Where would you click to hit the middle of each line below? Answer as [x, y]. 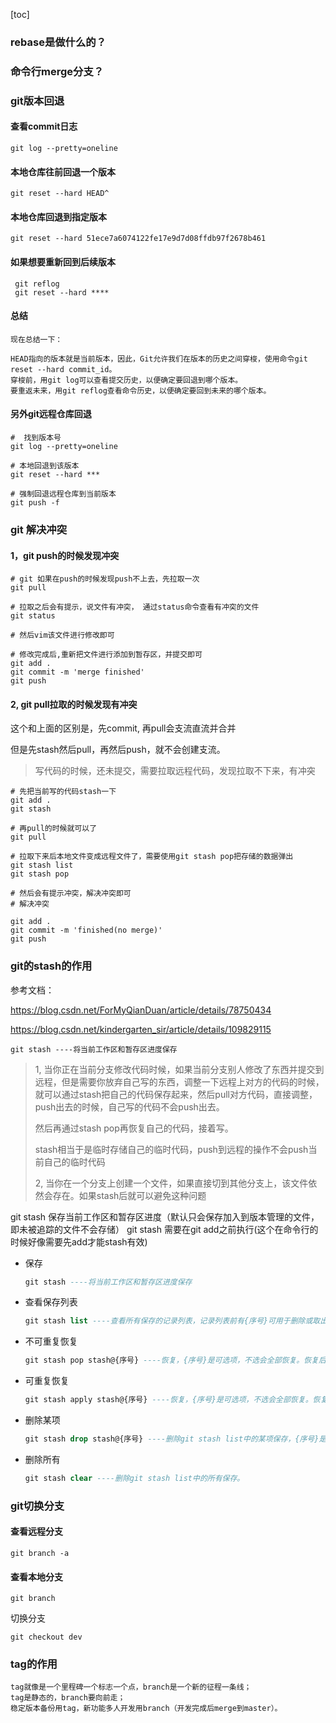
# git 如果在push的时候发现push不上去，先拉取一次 [105, 579]
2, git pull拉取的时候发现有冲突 [74, 704]
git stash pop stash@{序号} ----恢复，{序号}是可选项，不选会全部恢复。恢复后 [175, 1360]
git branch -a [40, 1553]
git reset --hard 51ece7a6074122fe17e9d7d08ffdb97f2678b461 [138, 239]
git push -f [35, 502]
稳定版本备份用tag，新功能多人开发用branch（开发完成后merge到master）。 [146, 1709]
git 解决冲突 [39, 529]
